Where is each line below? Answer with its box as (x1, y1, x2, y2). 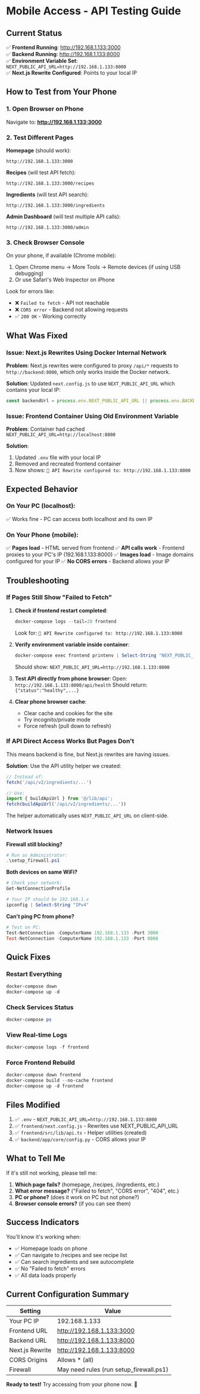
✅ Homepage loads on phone (14, 1245, 88, 1252)
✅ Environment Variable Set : (6, 57, 79, 64)
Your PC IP (9, 1317, 39, 1325)
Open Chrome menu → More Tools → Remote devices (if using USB (14, 264, 181, 271)
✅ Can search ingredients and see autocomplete (14, 1258, 134, 1265)
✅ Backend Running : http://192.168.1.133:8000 (6, 51, 120, 57)
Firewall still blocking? (6, 841, 62, 848)
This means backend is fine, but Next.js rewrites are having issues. (6, 750, 170, 758)
